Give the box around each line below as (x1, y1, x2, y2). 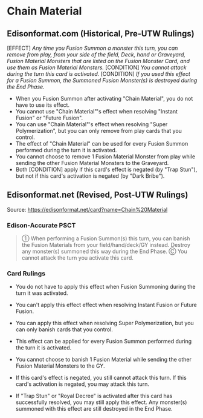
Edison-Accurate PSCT (7, 221, 76, 229)
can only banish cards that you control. (15, 326, 114, 333)
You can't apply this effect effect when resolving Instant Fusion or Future (15, 302, 197, 309)
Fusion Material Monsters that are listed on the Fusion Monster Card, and (7, 58, 190, 64)
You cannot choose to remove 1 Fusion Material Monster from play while (15, 153, 196, 160)
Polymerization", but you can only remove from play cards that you (15, 127, 182, 134)
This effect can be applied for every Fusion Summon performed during (15, 338, 192, 345)
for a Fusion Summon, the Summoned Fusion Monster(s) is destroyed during (7, 77, 198, 84)
